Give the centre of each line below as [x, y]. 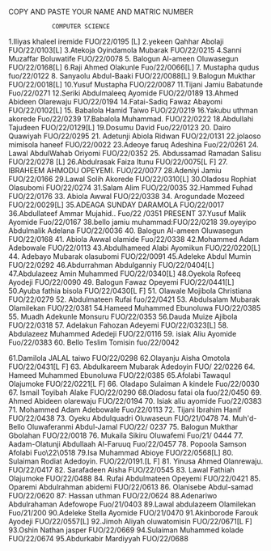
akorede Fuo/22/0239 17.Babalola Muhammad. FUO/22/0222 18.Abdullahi [131, 119]
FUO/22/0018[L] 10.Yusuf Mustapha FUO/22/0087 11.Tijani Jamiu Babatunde [135, 85]
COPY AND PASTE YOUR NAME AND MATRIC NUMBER [101, 12]
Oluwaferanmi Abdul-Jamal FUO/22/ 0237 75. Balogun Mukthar [133, 427]
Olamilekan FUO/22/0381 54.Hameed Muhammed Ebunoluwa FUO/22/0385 [135, 308]
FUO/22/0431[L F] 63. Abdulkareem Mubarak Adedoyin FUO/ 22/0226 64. [132, 367]
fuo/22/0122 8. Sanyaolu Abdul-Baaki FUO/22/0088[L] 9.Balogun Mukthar [132, 76]
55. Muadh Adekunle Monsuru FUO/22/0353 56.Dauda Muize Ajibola [123, 316]
